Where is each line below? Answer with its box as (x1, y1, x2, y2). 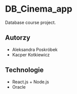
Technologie (5, 66, 44, 74)
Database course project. (5, 19, 56, 25)
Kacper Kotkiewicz (12, 52, 50, 57)
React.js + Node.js (12, 79, 49, 85)
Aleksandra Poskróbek (12, 46, 58, 52)
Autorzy (5, 34, 31, 42)
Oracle (12, 84, 26, 90)
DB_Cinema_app (5, 3, 73, 15)
